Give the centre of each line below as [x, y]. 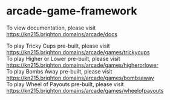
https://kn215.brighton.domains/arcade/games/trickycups [78, 52]
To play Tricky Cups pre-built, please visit [58, 46]
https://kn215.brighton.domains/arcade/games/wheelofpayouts [85, 90]
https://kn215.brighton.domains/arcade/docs [62, 34]
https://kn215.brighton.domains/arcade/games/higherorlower [83, 65]
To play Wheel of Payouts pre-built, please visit [65, 84]
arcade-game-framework [72, 11]
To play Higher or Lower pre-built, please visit [63, 58]
